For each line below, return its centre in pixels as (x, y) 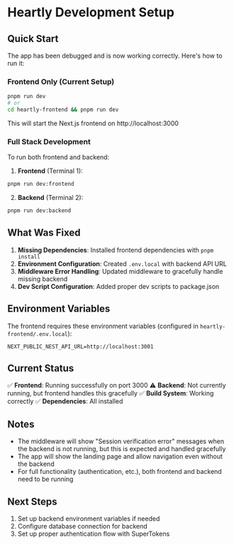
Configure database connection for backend (82, 527)
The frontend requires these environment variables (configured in (103, 326)
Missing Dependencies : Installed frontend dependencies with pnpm (116, 250)
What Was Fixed (44, 233)
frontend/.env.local (38, 334)
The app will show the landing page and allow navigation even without (120, 457)
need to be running (45, 479)
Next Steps (32, 501)
